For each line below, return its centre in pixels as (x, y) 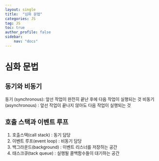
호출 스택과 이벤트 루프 (37, 122)
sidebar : (14, 37)
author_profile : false (28, 32)
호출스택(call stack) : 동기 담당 (41, 135)
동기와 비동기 (24, 87)
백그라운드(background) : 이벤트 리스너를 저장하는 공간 (65, 147)
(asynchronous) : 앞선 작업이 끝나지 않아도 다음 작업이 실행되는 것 (68, 105)
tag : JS (13, 23)
